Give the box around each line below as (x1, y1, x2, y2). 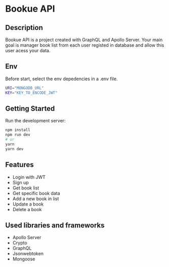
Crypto (12, 240, 27, 246)
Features (5, 160, 34, 169)
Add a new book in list (12, 195, 59, 202)
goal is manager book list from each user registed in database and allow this (5, 42, 164, 48)
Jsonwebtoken (12, 251, 44, 257)
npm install (5, 127, 30, 132)
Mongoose (12, 256, 35, 262)
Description (5, 23, 43, 32)
